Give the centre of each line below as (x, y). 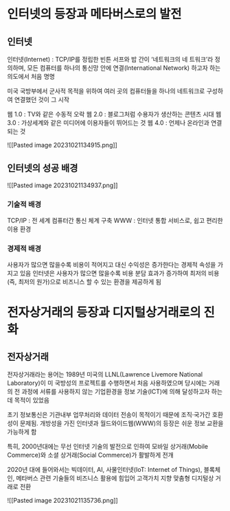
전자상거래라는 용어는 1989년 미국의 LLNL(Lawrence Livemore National (105, 375)
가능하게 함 (22, 432)
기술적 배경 (24, 204)
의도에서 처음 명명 (31, 76)
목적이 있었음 (32, 400)
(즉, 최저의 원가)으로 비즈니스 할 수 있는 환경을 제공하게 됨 (84, 282)
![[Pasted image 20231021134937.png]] (62, 185)
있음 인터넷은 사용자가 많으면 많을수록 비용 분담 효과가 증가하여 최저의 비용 (119, 273)
